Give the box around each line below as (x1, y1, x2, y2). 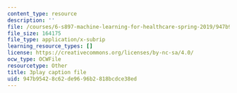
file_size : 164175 (7, 29, 61, 37)
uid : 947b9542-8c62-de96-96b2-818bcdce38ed (7, 75, 138, 83)
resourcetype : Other (7, 62, 68, 69)
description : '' (7, 17, 55, 24)
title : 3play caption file (7, 69, 87, 76)
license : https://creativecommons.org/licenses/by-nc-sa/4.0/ (7, 50, 194, 57)
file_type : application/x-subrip (7, 36, 106, 43)
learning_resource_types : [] (7, 43, 93, 50)
